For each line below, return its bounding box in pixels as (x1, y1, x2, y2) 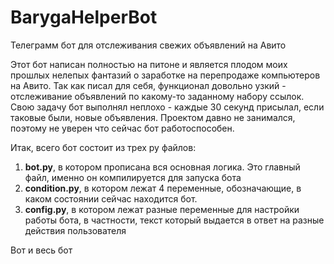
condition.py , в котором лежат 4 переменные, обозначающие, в (24, 182, 302, 194)
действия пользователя (24, 224, 127, 236)
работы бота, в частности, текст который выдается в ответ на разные (24, 214, 325, 226)
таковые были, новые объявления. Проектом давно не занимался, (10, 111, 296, 123)
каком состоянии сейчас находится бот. (24, 192, 198, 205)
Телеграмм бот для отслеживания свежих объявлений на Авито (10, 39, 287, 51)
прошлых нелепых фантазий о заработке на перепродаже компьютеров (10, 69, 321, 81)
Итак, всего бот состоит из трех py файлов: (10, 141, 197, 153)
